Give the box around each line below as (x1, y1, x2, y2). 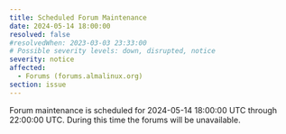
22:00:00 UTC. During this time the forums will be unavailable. (9, 114, 241, 125)
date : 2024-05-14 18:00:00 (9, 22, 111, 31)
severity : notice (9, 55, 75, 64)
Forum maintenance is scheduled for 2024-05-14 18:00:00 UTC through (9, 104, 278, 115)
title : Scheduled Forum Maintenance (9, 13, 147, 22)
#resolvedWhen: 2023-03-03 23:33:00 (9, 38, 147, 48)
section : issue (9, 80, 67, 89)
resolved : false (9, 30, 70, 39)
